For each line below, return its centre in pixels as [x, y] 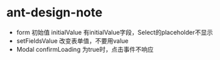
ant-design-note [54, 13]
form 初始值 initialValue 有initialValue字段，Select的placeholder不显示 [114, 32]
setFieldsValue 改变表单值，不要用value [72, 41]
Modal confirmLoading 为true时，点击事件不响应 [85, 49]
